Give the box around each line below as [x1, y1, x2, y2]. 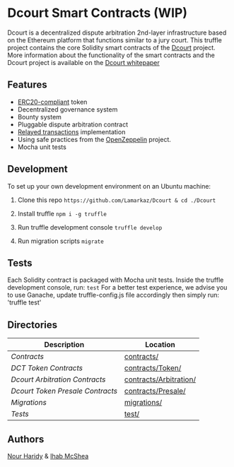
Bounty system [17, 112, 62, 121]
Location [144, 340, 175, 350]
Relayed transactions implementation [17, 127, 126, 136]
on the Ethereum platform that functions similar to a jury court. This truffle [7, 35, 223, 44]
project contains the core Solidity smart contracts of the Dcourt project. [7, 43, 216, 52]
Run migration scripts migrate [17, 237, 104, 245]
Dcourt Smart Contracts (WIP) [7, 5, 187, 21]
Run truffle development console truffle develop [17, 223, 163, 231]
